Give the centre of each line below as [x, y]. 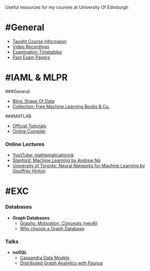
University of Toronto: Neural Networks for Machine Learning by [78, 166]
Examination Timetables [37, 52]
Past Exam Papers [31, 57]
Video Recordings [31, 47]
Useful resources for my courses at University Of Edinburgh [67, 7]
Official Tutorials [29, 126]
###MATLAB [18, 116]
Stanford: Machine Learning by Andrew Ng [56, 160]
